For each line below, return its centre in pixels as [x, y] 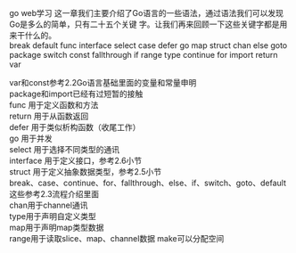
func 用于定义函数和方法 [54, 105]
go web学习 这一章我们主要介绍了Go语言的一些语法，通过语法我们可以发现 [146, 13]
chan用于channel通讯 [49, 205]
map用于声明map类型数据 [57, 227]
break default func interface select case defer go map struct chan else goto [148, 45]
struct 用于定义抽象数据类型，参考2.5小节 [86, 171]
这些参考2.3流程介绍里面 [54, 194]
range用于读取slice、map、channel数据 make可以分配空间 [117, 238]
